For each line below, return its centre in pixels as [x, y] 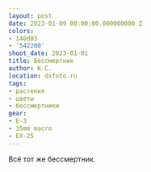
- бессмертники [34, 106]
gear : [17, 114]
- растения [27, 91]
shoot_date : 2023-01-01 [48, 53]
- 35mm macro [30, 128]
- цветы [21, 99]
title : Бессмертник [41, 61]
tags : [17, 83]
